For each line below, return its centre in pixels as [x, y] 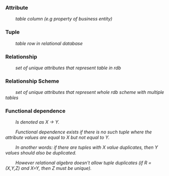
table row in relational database [49, 43]
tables [12, 98]
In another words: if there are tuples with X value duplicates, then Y [87, 147]
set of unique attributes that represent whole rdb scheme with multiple [90, 92]
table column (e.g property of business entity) [64, 19]
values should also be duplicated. [41, 153]
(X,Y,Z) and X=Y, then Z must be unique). [49, 168]
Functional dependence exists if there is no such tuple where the [83, 132]
